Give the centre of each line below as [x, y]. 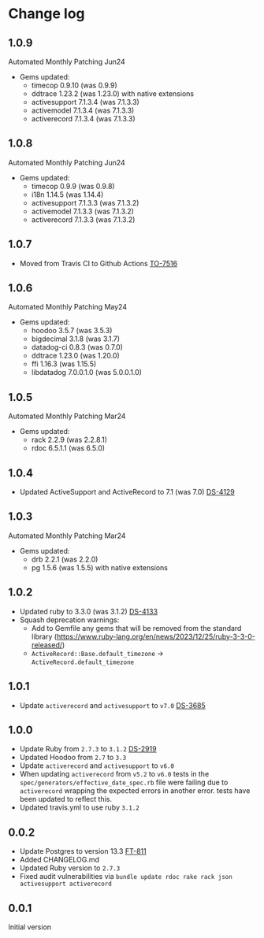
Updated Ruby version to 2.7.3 [70, 868]
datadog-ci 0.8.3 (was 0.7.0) [77, 347]
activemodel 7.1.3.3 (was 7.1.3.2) [82, 211]
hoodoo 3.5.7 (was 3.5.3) [72, 331]
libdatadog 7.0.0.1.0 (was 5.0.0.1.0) [86, 373]
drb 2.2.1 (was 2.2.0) [65, 559]
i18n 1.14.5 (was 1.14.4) [67, 195]
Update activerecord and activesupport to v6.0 [97, 766]
